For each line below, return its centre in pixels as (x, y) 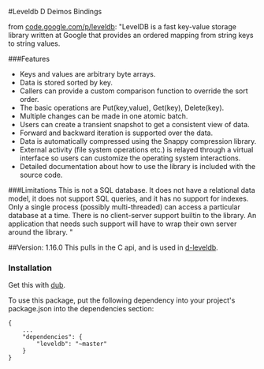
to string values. (34, 43)
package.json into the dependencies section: (81, 309)
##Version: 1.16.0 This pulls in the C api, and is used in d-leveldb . (113, 247)
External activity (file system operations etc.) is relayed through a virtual (136, 150)
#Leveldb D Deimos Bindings (55, 11)
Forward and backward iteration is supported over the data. (116, 133)
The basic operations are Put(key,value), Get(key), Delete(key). (122, 107)
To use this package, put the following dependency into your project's (122, 300)
